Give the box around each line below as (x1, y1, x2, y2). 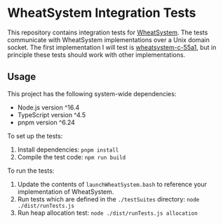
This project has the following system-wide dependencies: (7, 89, 177, 98)
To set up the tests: (7, 131, 63, 140)
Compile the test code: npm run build (17, 152, 126, 161)
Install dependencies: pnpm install (17, 145, 119, 154)
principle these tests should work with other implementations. (7, 51, 186, 59)
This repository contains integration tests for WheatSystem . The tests (7, 28, 208, 37)
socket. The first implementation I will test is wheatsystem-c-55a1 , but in (7, 43, 217, 51)
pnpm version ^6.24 (17, 118, 76, 126)
